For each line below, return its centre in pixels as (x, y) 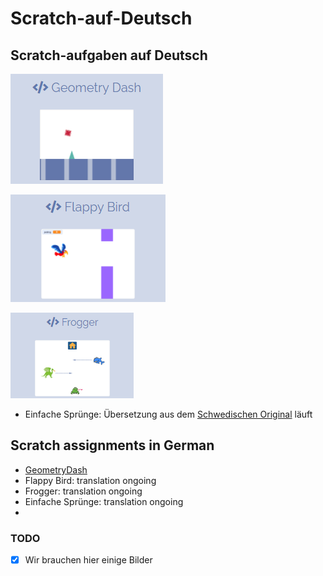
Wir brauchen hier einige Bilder (88, 560)
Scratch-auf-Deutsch (101, 18)
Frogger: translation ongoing (83, 491)
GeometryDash (56, 469)
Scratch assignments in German (112, 445)
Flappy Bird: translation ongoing (90, 480)
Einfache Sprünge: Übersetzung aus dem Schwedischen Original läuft (168, 414)
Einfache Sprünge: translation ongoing (104, 501)
